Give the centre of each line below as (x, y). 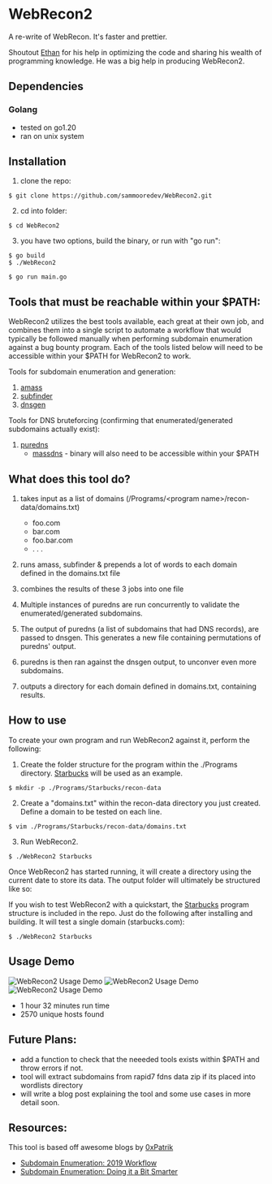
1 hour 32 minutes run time (65, 1005)
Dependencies (46, 86)
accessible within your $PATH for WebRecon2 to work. (100, 356)
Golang (23, 110)
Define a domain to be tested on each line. (91, 811)
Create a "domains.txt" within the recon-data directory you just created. (140, 803)
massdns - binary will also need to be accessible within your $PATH (146, 454)
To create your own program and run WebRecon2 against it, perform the (129, 740)
